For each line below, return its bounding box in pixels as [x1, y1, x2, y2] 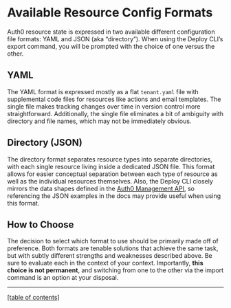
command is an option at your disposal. [7, 274, 119, 282]
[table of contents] [7, 294, 60, 302]
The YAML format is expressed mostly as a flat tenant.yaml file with [7, 87, 199, 96]
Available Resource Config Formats [7, 5, 213, 21]
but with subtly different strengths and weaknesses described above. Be [7, 252, 212, 260]
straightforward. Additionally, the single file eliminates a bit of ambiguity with [7, 109, 224, 118]
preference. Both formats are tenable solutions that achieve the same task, [7, 244, 219, 252]
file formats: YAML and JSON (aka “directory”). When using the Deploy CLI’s [7, 34, 223, 43]
